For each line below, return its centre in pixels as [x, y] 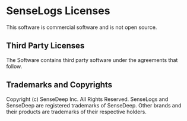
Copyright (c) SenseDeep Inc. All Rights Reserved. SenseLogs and [87, 99]
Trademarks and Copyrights [59, 85]
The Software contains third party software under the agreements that [92, 60]
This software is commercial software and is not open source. [82, 27]
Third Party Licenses [45, 46]
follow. [14, 66]
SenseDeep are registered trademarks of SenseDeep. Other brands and [94, 105]
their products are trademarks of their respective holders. [76, 112]
